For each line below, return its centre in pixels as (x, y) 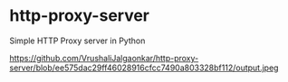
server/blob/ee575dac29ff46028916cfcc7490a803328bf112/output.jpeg (144, 68)
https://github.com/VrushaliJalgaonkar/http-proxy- (104, 58)
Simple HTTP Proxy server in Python (77, 41)
